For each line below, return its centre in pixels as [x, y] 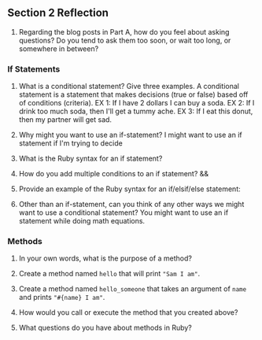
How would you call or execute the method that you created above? [128, 312]
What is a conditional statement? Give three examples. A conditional [129, 87]
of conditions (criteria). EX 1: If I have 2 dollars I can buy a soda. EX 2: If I [137, 103]
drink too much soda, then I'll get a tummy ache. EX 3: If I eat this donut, [136, 111]
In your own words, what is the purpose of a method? [105, 258]
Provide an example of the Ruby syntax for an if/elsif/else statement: [129, 189]
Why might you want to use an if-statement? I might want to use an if [130, 135]
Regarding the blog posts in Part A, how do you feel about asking [124, 31]
